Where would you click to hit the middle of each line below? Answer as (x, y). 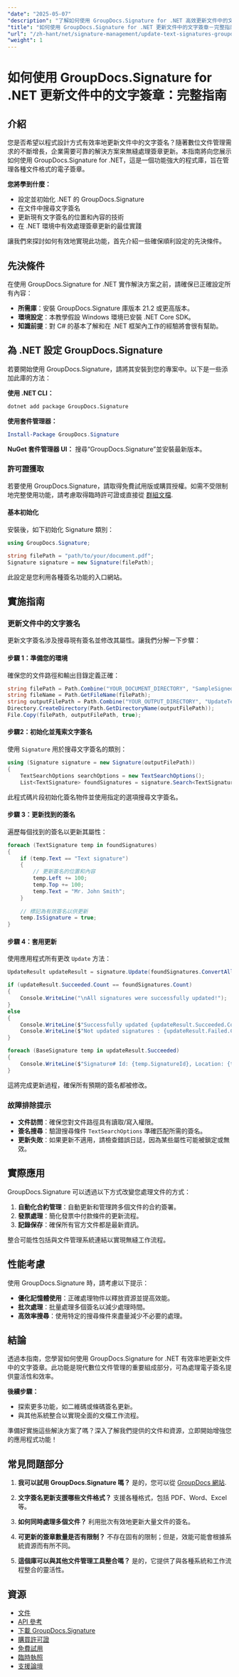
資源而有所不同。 (49, 1546)
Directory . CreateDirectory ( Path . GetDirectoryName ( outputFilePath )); (111, 708)
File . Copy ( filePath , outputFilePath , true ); (74, 715)
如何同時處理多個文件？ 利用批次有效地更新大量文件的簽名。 (106, 1522)
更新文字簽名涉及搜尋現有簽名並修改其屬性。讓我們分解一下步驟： (104, 640)
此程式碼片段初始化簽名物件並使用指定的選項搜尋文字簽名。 (95, 797)
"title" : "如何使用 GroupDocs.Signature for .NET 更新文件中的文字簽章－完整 (116, 27)
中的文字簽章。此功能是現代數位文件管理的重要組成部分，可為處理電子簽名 (116, 1368)
